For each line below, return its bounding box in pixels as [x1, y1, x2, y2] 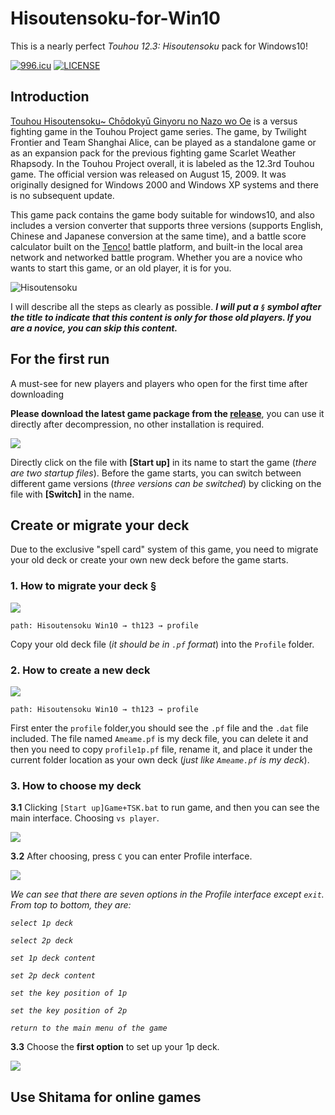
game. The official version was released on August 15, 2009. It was [10, 168, 287, 180]
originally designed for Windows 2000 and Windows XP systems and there [10, 178, 320, 191]
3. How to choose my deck [10, 778, 142, 792]
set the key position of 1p [10, 988, 128, 999]
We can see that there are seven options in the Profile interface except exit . [10, 888, 325, 901]
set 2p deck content [10, 971, 97, 981]
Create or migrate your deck [10, 517, 190, 534]
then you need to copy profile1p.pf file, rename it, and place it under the [10, 743, 313, 755]
